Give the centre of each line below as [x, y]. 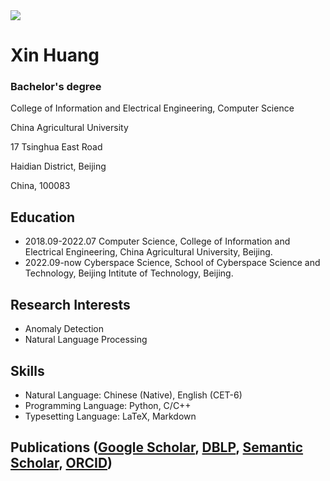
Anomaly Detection [64, 329]
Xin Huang [55, 55]
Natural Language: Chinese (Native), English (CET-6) [133, 395]
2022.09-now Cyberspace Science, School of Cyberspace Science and [172, 263]
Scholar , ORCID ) [61, 463]
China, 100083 [40, 186]
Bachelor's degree [56, 87]
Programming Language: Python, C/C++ [108, 405]
